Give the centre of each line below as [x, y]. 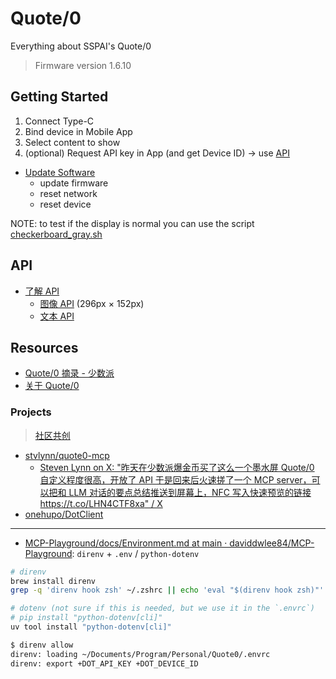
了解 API [42, 291]
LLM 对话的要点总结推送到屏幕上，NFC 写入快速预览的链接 [190, 492]
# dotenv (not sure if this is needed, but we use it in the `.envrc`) [162, 608]
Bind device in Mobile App [78, 131]
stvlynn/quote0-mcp [67, 455]
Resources [44, 347]
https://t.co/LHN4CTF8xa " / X [101, 503]
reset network [68, 193]
